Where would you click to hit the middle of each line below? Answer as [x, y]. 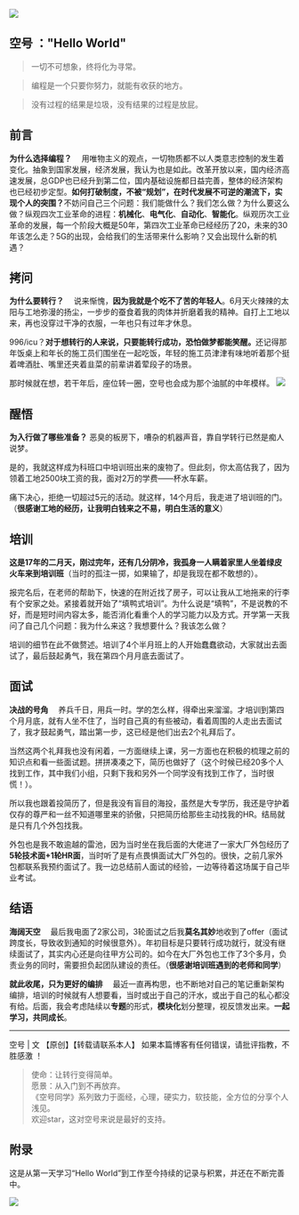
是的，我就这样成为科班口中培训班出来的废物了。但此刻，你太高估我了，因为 [149, 467]
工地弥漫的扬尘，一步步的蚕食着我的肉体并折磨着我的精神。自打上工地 [153, 312]
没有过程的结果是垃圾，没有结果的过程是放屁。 [117, 104]
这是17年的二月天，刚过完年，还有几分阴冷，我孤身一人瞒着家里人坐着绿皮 [146, 563]
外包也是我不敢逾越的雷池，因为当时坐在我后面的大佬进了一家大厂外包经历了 [149, 844]
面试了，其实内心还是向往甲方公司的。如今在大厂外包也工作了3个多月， [148, 953]
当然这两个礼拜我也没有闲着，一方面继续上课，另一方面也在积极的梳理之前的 [149, 750]
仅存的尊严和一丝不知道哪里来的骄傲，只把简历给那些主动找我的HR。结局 [143, 814]
